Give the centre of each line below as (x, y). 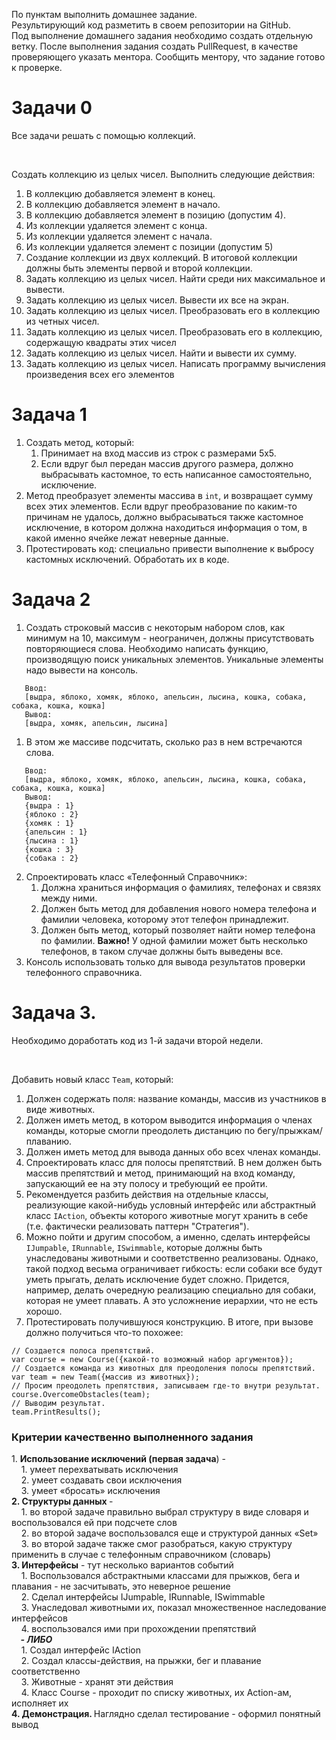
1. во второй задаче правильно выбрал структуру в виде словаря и (164, 1512)
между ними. (69, 898)
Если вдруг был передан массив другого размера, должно (167, 463)
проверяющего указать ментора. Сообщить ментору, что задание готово (168, 57)
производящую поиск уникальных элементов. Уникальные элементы (174, 659)
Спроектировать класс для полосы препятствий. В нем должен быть (174, 1162)
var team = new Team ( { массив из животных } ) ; (105, 1377)
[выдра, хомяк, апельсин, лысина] (96, 723)
